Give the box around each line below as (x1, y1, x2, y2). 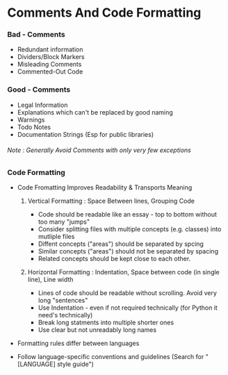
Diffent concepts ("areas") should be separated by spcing (38, 240, 204, 248)
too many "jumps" (38, 217, 90, 226)
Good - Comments (7, 85, 71, 94)
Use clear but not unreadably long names (38, 326, 157, 334)
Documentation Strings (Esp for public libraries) (17, 130, 154, 138)
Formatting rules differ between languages (17, 339, 140, 348)
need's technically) (38, 311, 93, 319)
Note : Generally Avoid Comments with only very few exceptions (7, 146, 191, 154)
